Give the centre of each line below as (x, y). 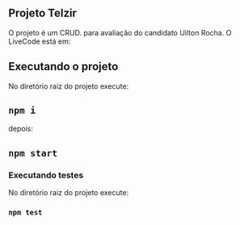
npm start (33, 153)
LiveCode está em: (40, 41)
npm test (25, 212)
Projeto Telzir (42, 13)
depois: (21, 129)
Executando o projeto (63, 67)
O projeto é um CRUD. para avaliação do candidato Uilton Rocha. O (120, 32)
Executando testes (46, 175)
